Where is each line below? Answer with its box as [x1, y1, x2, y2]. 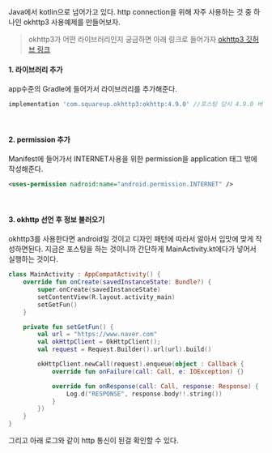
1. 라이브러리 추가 [8, 64, 63, 75]
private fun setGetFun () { [23, 323, 114, 331]
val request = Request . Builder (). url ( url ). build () [37, 345, 212, 354]
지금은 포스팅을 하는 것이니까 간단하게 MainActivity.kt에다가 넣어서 [45, 244, 257, 254]
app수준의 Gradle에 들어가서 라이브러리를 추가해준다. [8, 84, 178, 94]
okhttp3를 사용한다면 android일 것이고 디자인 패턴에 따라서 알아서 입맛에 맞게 [8, 234, 254, 244]
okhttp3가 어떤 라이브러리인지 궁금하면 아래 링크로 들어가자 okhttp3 [28, 35, 244, 44]
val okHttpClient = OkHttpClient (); [37, 338, 161, 346]
